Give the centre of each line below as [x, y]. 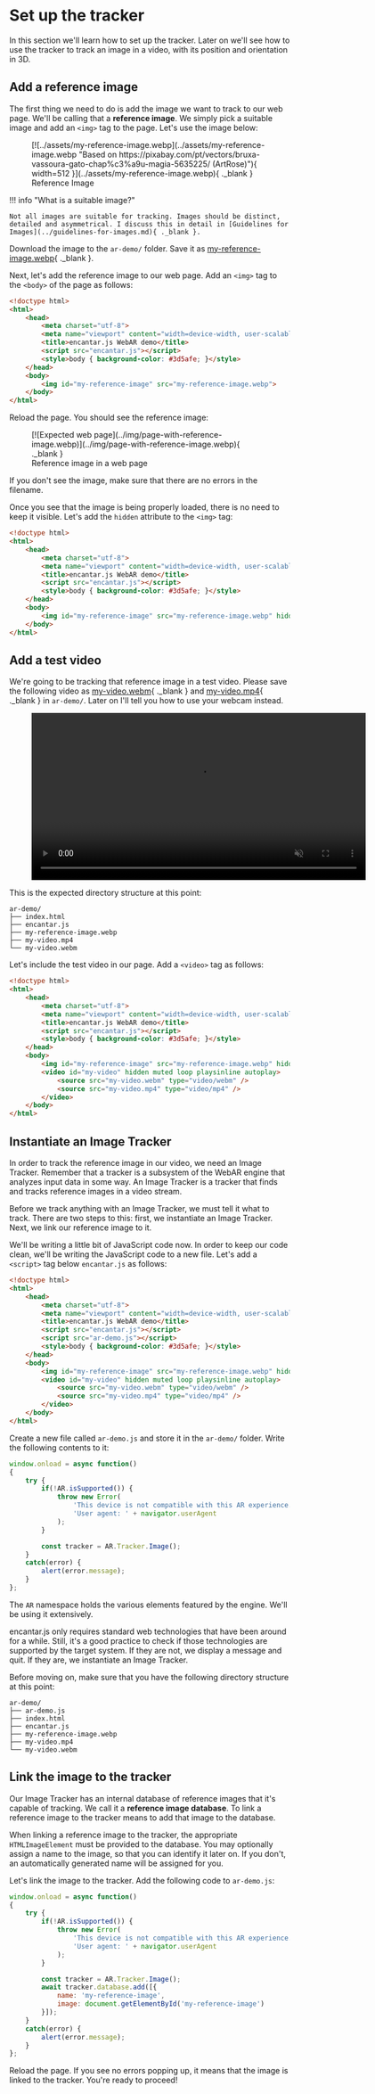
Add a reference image [74, 87]
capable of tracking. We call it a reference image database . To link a [135, 1808]
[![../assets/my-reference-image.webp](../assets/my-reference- [148, 144]
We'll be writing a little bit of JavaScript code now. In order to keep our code [149, 1245]
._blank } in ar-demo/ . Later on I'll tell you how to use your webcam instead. [147, 701]
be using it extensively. [51, 1614]
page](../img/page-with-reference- [158, 435]
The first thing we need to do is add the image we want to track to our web [146, 109]
